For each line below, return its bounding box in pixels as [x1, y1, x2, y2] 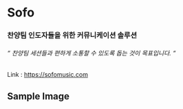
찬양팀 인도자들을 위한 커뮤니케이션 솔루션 [7, 31, 138, 40]
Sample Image [7, 90, 70, 102]
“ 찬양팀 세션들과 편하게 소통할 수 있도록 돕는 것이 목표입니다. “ [7, 49, 176, 57]
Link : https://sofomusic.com [7, 71, 88, 79]
